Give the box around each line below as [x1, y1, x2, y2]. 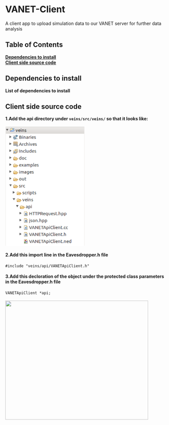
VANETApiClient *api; [5, 290, 51, 296]
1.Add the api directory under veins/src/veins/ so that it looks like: [5, 116, 148, 122]
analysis [5, 25, 23, 31]
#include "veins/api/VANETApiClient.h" [5, 264, 90, 269]
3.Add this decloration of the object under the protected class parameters [5, 273, 164, 280]
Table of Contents [5, 41, 63, 49]
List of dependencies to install [5, 87, 71, 93]
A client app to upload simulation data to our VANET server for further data [5, 20, 161, 26]
